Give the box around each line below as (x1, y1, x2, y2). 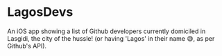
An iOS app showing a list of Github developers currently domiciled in (7, 27, 206, 35)
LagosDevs (7, 4, 74, 20)
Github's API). (7, 41, 47, 50)
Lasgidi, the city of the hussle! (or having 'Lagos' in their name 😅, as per (7, 34, 215, 42)
